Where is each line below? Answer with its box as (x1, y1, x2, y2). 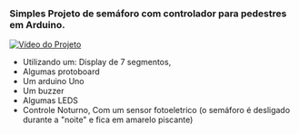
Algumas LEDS (22, 95, 79, 106)
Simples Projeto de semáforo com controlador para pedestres (9, 7, 287, 20)
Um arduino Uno (22, 76, 85, 87)
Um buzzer (22, 85, 65, 97)
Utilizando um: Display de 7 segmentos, (22, 57, 172, 68)
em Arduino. (9, 18, 65, 31)
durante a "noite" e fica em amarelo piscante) (22, 114, 194, 125)
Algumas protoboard (22, 66, 100, 77)
